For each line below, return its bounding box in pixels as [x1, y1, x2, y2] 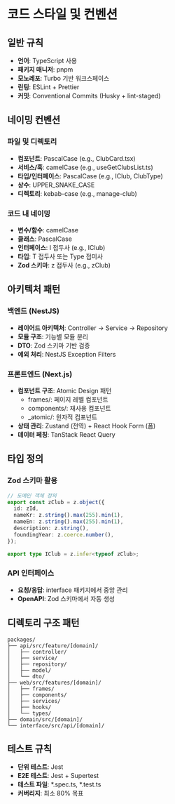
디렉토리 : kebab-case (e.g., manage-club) [17, 189, 138, 197]
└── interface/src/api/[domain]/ [7, 722, 105, 729]
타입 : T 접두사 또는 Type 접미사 [17, 252, 104, 261]
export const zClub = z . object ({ [7, 499, 105, 506]
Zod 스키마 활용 [7, 475, 58, 485]
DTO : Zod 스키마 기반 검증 [17, 341, 90, 350]
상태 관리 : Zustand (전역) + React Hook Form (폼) [17, 421, 156, 430]
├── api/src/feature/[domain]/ [7, 642, 99, 650]
